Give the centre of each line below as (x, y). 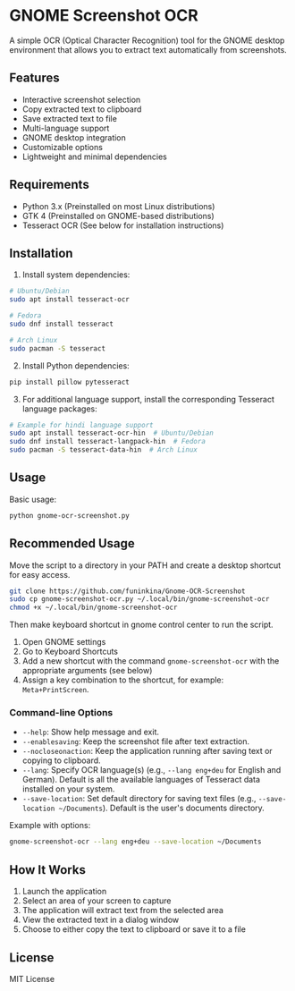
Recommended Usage (72, 543)
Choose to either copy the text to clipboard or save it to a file (134, 929)
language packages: (60, 409)
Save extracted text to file (70, 118)
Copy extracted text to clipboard (82, 109)
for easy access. (40, 574)
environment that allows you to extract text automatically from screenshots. (148, 49)
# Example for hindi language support (81, 425)
